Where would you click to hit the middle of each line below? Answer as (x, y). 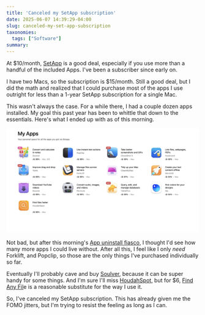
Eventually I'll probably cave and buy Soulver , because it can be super (95, 274)
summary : (17, 45)
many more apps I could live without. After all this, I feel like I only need (96, 249)
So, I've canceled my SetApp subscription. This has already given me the (99, 299)
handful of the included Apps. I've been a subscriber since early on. (92, 70)
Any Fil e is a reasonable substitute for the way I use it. (74, 287)
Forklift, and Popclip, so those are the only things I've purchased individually (102, 256)
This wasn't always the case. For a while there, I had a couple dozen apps (99, 106)
